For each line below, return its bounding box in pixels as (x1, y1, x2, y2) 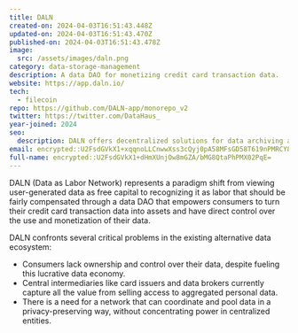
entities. (21, 315, 51, 326)
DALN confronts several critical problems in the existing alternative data (9, 232, 272, 243)
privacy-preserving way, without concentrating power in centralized (21, 306, 271, 316)
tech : (9, 87, 29, 96)
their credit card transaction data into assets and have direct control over (9, 205, 276, 216)
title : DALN (9, 12, 53, 22)
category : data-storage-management (9, 63, 141, 72)
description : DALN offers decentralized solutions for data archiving (17, 136, 284, 145)
